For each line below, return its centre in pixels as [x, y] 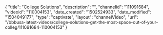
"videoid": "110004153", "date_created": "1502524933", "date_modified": [78, 12]
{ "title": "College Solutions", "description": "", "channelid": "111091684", [77, 7]
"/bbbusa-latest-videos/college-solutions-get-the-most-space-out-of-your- [82, 22]
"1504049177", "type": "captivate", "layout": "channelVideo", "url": [71, 17]
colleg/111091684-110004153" [35, 27]
